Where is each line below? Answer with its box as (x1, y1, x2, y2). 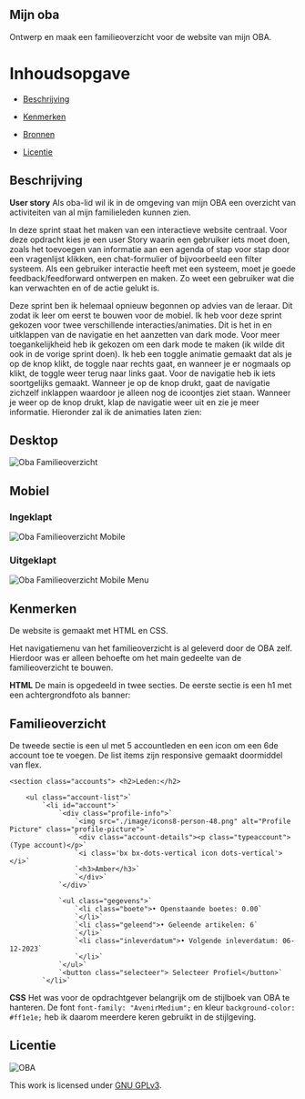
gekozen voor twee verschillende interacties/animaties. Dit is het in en (9, 319, 272, 331)
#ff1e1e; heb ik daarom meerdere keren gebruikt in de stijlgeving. (9, 1011, 257, 1023)
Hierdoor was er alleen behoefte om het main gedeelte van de (9, 653, 242, 664)
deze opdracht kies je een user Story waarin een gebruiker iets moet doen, (9, 234, 290, 245)
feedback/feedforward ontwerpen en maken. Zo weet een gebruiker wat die (9, 272, 295, 283)
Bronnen (22, 128, 56, 139)
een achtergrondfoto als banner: (9, 689, 131, 700)
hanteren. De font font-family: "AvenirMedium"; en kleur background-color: (9, 1002, 296, 1013)
